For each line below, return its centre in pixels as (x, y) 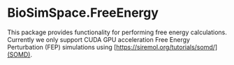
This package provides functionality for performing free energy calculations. (117, 32)
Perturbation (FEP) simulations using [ (62, 47)
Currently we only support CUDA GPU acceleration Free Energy (99, 39)
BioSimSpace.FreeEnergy (83, 13)
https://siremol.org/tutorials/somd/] (167, 47)
